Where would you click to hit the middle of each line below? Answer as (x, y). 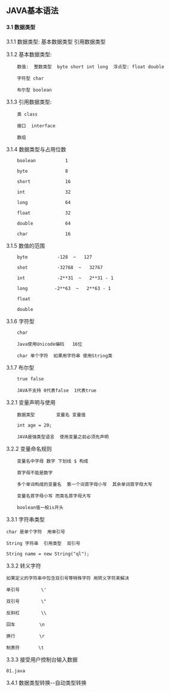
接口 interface (36, 126)
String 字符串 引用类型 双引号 (43, 543)
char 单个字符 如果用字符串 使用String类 (65, 356)
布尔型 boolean (34, 90)
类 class (27, 114)
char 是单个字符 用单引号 (36, 532)
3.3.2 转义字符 (24, 566)
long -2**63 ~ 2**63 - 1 (64, 288)
